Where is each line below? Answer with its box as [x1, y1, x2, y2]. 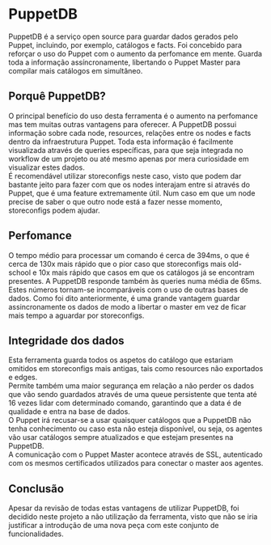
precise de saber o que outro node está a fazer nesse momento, [8, 196, 222, 206]
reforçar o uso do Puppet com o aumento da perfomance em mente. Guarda [8, 49, 263, 58]
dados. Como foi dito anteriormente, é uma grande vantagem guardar [8, 293, 240, 303]
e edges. [8, 373, 38, 382]
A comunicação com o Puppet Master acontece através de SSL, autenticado [8, 450, 263, 459]
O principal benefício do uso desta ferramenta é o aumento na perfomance [8, 111, 259, 120]
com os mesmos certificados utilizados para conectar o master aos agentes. [8, 458, 264, 468]
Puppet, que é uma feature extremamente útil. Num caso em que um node [8, 188, 256, 198]
